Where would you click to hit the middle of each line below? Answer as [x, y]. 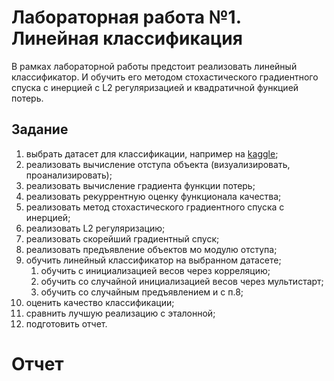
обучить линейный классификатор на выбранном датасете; [153, 260]
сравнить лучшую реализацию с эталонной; [120, 313]
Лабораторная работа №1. [126, 17]
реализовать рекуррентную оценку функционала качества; [153, 196]
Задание [40, 129]
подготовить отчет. [66, 323]
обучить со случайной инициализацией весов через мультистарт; [182, 281]
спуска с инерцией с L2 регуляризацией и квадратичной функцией [155, 87]
